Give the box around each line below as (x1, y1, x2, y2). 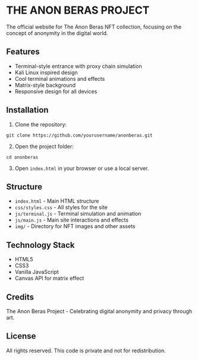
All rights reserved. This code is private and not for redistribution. (6, 347, 166, 354)
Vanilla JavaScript (14, 269, 59, 276)
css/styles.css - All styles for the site (14, 204, 108, 211)
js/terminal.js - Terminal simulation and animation (14, 210, 142, 217)
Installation (6, 105, 49, 115)
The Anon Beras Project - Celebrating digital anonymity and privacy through (6, 308, 193, 315)
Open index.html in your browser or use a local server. (14, 165, 149, 172)
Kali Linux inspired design (14, 69, 78, 76)
